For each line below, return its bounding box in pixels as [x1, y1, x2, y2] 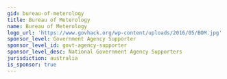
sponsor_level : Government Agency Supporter [7, 36, 136, 43]
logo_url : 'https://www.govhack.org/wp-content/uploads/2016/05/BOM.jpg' [7, 29, 223, 36]
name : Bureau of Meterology [7, 23, 88, 30]
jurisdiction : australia [7, 55, 78, 62]
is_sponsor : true [7, 61, 57, 68]
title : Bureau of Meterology [7, 16, 91, 23]
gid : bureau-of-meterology [7, 10, 84, 17]
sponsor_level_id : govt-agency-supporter [7, 42, 128, 49]
